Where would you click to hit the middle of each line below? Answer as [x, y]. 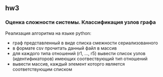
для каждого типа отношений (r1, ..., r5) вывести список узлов [79, 53]
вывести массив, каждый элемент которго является [68, 64]
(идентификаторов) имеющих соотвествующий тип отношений [80, 59]
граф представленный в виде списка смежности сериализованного [85, 43]
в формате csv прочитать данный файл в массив [64, 48]
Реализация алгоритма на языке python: [48, 33]
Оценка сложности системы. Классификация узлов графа [80, 22]
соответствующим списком [42, 69]
